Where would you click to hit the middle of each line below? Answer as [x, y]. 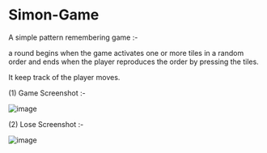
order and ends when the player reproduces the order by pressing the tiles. [133, 62]
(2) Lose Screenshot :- [46, 124]
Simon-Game [54, 15]
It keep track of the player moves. [64, 77]
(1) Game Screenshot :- [47, 93]
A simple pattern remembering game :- [73, 37]
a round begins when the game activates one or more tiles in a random [126, 53]
